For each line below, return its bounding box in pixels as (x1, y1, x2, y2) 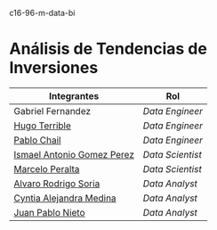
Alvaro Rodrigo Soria (13, 177, 100, 190)
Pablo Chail (13, 134, 61, 146)
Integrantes (48, 89, 100, 102)
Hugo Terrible (13, 119, 71, 132)
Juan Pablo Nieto (13, 206, 86, 218)
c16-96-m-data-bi (9, 8, 76, 18)
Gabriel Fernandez (13, 104, 92, 117)
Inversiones (9, 58, 99, 78)
